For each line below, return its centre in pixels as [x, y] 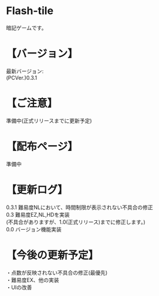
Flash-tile [30, 11]
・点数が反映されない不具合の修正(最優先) [57, 273]
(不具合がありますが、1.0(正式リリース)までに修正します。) [76, 222]
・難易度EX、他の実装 [33, 280]
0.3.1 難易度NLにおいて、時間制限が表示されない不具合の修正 [80, 207]
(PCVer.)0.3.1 [21, 78]
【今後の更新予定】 [53, 255]
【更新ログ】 [37, 190]
